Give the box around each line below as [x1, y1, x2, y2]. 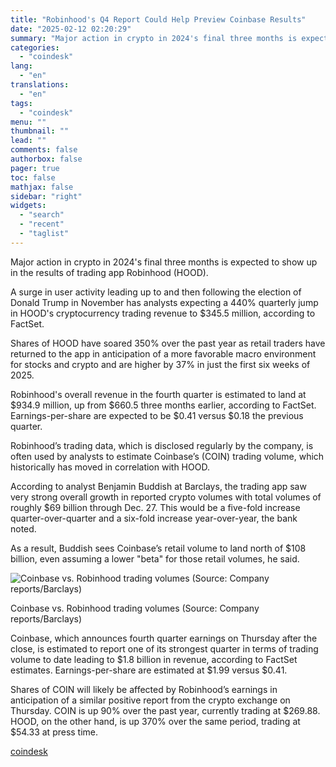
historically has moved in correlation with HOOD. [10, 461, 210, 473]
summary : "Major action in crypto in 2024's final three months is [10, 33, 298, 43]
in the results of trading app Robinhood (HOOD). [10, 266, 209, 278]
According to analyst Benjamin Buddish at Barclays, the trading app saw [10, 480, 307, 492]
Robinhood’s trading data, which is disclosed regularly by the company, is [10, 439, 314, 451]
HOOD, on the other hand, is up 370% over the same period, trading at [10, 715, 301, 727]
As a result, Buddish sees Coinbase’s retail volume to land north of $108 [10, 542, 307, 554]
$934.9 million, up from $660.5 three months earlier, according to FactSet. [10, 399, 317, 411]
